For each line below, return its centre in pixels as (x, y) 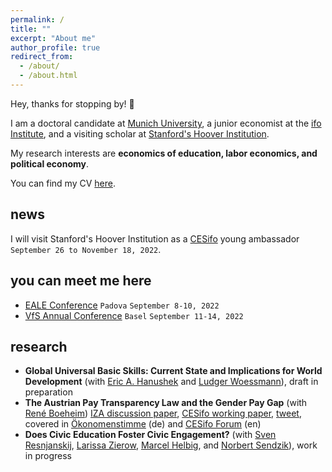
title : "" (31, 29)
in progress (48, 456)
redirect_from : (42, 57)
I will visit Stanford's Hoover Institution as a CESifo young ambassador (155, 238)
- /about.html (48, 76)
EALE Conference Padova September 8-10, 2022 (122, 305)
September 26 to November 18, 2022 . (86, 249)
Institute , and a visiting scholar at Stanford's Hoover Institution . (140, 133)
